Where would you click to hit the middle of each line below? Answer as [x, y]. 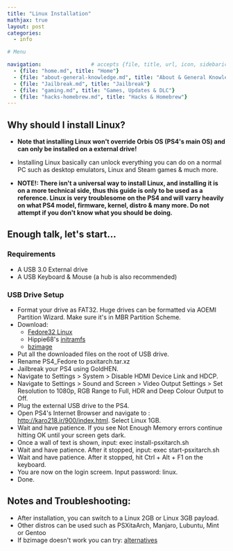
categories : [24, 33]
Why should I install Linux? [67, 125]
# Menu [17, 52]
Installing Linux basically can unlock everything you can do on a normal [119, 162]
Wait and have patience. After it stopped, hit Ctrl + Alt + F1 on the [110, 457]
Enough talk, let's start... [62, 234]
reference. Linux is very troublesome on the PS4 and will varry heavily [120, 198]
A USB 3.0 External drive [52, 269]
